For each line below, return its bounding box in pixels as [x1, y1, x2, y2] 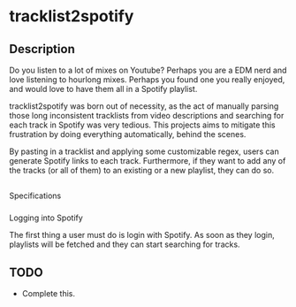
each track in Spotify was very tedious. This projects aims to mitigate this [9, 119, 276, 130]
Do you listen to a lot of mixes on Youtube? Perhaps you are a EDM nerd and [9, 65, 287, 75]
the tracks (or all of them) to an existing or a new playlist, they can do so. [9, 165, 275, 175]
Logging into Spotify [9, 212, 84, 223]
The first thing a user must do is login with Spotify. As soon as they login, [9, 230, 276, 241]
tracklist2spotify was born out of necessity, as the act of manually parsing [9, 101, 279, 111]
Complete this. [21, 288, 76, 299]
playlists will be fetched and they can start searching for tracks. [9, 239, 240, 249]
